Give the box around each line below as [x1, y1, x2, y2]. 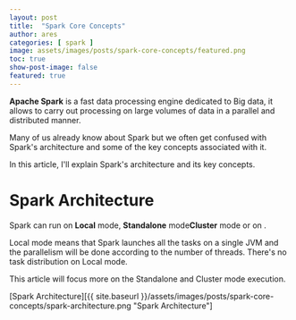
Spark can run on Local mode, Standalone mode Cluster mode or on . [9, 220, 266, 231]
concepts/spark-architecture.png [9, 300, 131, 311]
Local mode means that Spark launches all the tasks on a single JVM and [9, 237, 279, 248]
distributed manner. [9, 114, 81, 125]
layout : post [9, 13, 58, 22]
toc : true [9, 55, 47, 63]
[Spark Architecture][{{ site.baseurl [9, 291, 140, 301]
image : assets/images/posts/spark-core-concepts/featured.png [9, 46, 246, 55]
